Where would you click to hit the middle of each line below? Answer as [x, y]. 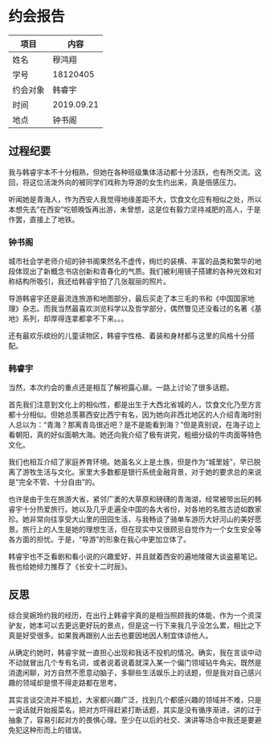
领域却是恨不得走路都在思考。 [72, 683]
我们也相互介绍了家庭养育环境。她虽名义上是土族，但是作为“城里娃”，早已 [131, 462]
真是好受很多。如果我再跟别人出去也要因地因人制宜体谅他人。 [110, 636]
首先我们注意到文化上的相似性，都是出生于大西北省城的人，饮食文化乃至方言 [135, 405]
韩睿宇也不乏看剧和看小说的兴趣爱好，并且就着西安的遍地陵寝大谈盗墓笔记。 [135, 557]
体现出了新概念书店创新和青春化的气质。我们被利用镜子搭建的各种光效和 [135, 271]
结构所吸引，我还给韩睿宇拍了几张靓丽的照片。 [92, 282]
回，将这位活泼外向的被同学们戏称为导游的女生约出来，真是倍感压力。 [125, 182]
